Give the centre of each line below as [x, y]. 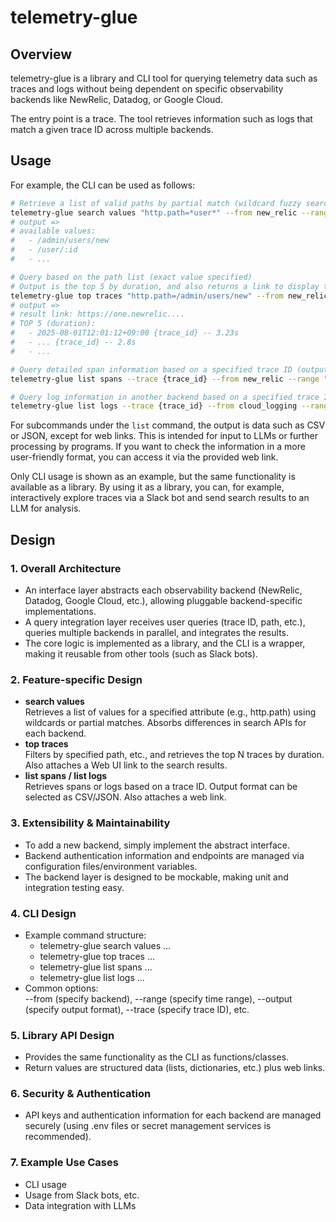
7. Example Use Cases [64, 1163]
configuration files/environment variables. [111, 866]
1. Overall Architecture [66, 568]
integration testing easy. [74, 887]
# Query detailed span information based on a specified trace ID [151, 369]
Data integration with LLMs [80, 1205]
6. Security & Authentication [81, 1094]
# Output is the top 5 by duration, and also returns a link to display [165, 286]
